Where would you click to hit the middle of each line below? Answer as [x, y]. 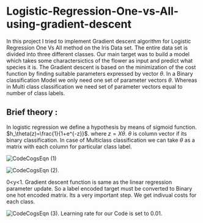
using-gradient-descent [69, 24]
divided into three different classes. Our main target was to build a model [98, 54]
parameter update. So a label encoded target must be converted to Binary [99, 188]
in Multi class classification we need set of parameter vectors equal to [94, 86]
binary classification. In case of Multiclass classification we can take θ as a [101, 140]
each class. [21, 201]
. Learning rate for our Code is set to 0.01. [110, 213]
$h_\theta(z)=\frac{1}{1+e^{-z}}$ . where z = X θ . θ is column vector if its [97, 133]
